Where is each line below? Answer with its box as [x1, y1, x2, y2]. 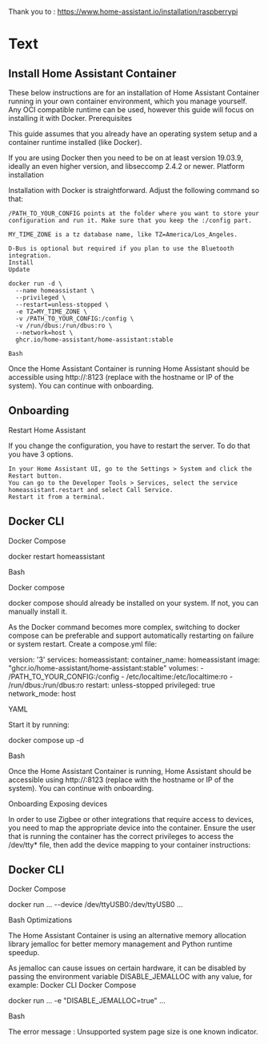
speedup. [8, 948, 40, 957]
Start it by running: [8, 720, 70, 729]
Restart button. [8, 472, 62, 480]
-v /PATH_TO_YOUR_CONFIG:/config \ [15, 315, 134, 323]
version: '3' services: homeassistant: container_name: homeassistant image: [8, 655, 261, 664]
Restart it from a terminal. [8, 493, 106, 501]
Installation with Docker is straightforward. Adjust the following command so [8, 186, 260, 195]
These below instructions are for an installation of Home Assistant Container [8, 88, 260, 97]
